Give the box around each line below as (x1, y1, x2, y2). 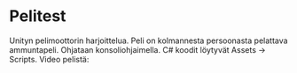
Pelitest (9, 6, 66, 26)
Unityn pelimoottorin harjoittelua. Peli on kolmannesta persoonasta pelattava (9, 35, 288, 46)
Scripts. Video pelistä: (9, 54, 90, 64)
